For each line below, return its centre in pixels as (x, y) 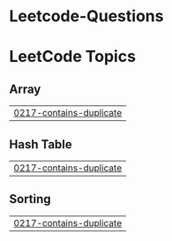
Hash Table (41, 144)
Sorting (30, 199)
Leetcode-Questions (86, 16)
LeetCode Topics (73, 57)
